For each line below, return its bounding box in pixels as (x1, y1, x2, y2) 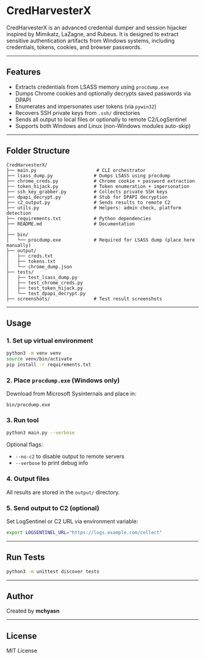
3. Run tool (6, 416, 39, 425)
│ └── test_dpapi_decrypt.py (6, 290, 86, 297)
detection (6, 210, 32, 216)
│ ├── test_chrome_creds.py (6, 280, 84, 286)
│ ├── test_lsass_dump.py (6, 274, 78, 280)
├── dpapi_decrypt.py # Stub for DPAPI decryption (6, 194, 168, 200)
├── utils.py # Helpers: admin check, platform (6, 204, 182, 211)
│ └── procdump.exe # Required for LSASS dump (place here (6, 237, 195, 243)
